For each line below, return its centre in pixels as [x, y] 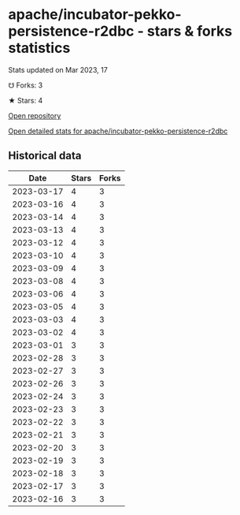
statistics [39, 48]
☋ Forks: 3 [26, 85]
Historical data [45, 156]
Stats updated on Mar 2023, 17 [58, 69]
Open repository [35, 115]
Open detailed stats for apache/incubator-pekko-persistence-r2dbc [118, 131]
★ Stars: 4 [26, 100]
